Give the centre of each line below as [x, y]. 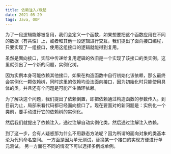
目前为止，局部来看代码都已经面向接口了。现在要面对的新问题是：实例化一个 [85, 106]
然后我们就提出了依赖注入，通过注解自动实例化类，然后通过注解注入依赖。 [83, 122]
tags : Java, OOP [22, 19]
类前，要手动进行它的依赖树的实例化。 [45, 112]
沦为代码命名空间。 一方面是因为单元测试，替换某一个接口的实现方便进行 [82, 140]
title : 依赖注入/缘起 [26, 10]
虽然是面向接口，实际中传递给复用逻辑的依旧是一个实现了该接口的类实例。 [83, 58]
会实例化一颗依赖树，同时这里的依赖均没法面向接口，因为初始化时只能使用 [83, 82]
